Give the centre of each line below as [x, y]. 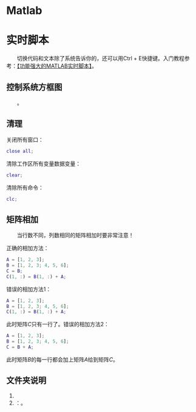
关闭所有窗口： [25, 139]
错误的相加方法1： [29, 289]
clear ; [15, 175]
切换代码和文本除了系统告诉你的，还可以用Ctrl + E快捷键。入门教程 [101, 58]
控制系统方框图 [34, 87]
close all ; [20, 151]
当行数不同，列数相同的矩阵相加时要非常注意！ [76, 236]
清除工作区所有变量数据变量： [43, 163]
